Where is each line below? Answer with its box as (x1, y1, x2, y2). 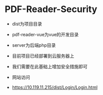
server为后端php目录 (12, 42, 56, 48)
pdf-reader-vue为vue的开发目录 (12, 31, 79, 37)
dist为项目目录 (12, 21, 42, 27)
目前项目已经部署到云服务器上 (12, 53, 74, 59)
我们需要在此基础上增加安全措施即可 (12, 63, 88, 69)
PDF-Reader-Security (5, 4, 97, 15)
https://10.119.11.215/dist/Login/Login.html (12, 84, 98, 90)
